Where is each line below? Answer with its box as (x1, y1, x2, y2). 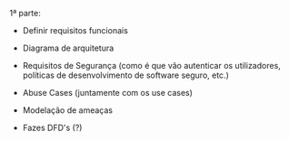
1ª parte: (9, 8, 41, 18)
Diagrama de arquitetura (22, 42, 115, 53)
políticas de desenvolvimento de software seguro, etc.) (22, 70, 230, 80)
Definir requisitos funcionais (22, 25, 129, 35)
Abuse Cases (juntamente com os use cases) (22, 88, 194, 98)
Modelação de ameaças (22, 105, 114, 116)
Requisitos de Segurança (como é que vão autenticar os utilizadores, (22, 61, 282, 70)
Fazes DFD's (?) (22, 122, 83, 133)
